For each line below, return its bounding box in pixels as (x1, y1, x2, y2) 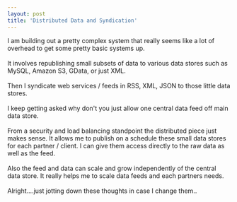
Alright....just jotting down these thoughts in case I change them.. (7, 186, 197, 195)
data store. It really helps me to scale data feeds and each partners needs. (7, 171, 224, 180)
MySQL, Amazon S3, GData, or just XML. (7, 66, 126, 75)
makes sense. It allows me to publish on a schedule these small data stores (7, 133, 226, 142)
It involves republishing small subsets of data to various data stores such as (7, 59, 228, 67)
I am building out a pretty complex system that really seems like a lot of (7, 36, 214, 44)
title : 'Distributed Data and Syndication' (7, 17, 138, 24)
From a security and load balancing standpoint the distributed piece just (7, 126, 217, 135)
